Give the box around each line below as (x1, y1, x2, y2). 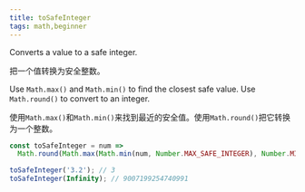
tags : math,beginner (9, 22, 88, 31)
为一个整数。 (9, 123, 57, 134)
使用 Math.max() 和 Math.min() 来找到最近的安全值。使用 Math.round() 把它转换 (9, 111, 291, 122)
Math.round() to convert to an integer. (9, 92, 151, 104)
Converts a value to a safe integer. (9, 46, 138, 57)
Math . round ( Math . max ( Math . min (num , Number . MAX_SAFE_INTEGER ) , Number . (17, 149, 290, 158)
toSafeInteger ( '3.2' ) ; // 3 (9, 166, 116, 175)
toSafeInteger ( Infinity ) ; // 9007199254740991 (9, 174, 189, 184)
